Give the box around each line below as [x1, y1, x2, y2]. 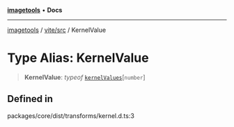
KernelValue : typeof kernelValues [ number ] [24, 73, 146, 81]
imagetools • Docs [7, 6, 63, 14]
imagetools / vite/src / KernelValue [7, 26, 107, 34]
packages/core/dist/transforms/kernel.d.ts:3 [7, 111, 134, 120]
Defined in [7, 93, 54, 105]
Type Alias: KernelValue [7, 50, 149, 66]
